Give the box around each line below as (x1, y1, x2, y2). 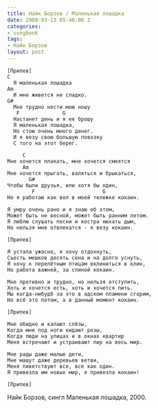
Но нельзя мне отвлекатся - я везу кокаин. (7, 224, 134, 231)
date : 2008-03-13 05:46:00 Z (7, 17, 91, 23)
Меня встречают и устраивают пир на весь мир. (7, 338, 143, 345)
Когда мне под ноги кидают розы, (7, 327, 103, 334)
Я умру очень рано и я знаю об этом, (7, 206, 115, 213)
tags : (7, 36, 23, 43)
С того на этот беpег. (13, 139, 78, 147)
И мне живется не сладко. (13, 91, 88, 99)
